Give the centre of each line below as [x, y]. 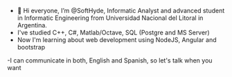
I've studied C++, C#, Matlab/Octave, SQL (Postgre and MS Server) [113, 32]
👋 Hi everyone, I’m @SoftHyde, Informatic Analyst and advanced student [121, 11]
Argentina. [32, 25]
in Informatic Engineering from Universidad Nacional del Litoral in [110, 18]
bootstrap [31, 47]
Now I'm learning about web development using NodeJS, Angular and [117, 40]
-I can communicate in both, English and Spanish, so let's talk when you [110, 60]
